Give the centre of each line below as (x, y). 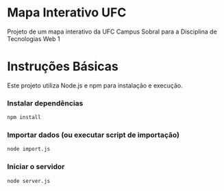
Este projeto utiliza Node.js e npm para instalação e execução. (95, 85)
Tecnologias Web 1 (34, 38)
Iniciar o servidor (36, 167)
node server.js (29, 181)
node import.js (29, 149)
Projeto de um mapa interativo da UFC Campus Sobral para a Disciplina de (112, 31)
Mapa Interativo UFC (67, 13)
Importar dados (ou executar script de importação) (94, 135)
